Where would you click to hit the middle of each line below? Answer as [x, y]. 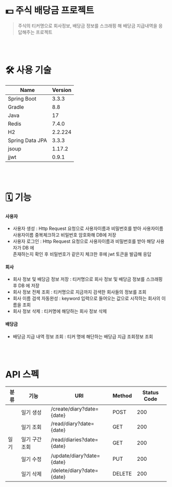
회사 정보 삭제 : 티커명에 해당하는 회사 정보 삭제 [60, 311]
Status [150, 392]
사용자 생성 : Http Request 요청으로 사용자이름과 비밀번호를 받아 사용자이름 [88, 228]
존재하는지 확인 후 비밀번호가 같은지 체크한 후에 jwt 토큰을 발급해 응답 [82, 254]
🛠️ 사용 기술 [28, 70]
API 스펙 [22, 374]
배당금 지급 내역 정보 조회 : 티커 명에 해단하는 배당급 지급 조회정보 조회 [83, 336]
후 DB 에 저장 [26, 286]
